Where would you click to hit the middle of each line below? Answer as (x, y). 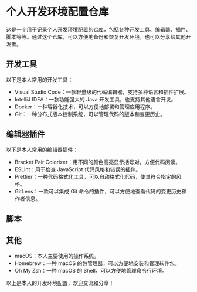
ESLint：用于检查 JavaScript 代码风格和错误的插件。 (78, 169)
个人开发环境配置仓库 (58, 12)
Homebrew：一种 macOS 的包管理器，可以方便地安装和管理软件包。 (97, 263)
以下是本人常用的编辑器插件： (42, 150)
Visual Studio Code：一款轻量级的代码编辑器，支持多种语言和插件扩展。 (102, 92)
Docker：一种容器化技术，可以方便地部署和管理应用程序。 (85, 107)
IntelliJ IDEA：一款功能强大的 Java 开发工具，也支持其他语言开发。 (95, 99)
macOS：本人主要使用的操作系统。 (57, 256)
